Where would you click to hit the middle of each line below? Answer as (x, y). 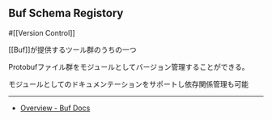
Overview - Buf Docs (55, 108)
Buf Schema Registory (66, 13)
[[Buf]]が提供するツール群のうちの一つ (72, 49)
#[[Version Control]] (42, 32)
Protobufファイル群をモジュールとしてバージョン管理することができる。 (129, 66)
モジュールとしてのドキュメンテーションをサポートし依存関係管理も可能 (129, 84)
